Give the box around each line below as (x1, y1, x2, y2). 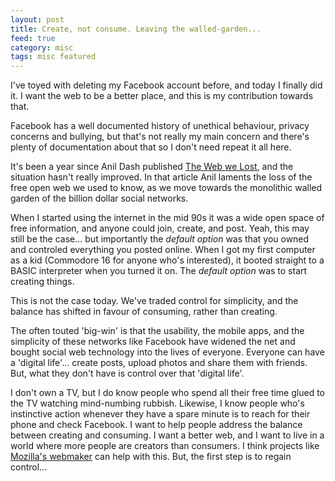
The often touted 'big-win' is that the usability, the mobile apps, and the (10, 325, 305, 337)
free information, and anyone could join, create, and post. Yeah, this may (10, 222, 310, 235)
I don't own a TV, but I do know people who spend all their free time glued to (10, 387, 325, 399)
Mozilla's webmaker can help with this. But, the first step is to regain (10, 451, 292, 463)
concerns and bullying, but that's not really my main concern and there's (10, 131, 310, 143)
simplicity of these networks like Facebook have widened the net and (10, 336, 296, 348)
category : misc (10, 42, 74, 53)
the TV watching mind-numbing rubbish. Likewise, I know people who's (10, 397, 305, 410)
